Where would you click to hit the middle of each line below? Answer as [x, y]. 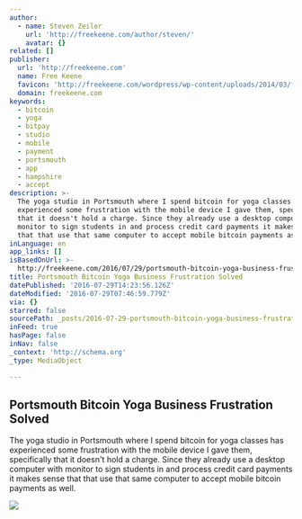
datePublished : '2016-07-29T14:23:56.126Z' [92, 285]
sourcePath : [31, 319]
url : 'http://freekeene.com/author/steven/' [110, 34]
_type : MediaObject [46, 361]
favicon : [34, 85]
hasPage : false [38, 336]
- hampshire [40, 176]
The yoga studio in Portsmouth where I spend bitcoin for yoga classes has [147, 441]
